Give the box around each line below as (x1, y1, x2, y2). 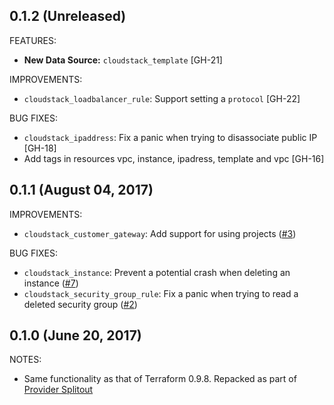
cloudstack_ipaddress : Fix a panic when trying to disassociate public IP (23, 131, 318, 143)
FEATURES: (9, 34, 57, 46)
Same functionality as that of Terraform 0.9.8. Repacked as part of (23, 373, 297, 385)
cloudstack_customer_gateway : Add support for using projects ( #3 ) (23, 227, 297, 239)
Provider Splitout (23, 384, 94, 396)
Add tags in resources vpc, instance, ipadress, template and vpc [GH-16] (23, 152, 325, 164)
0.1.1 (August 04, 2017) (9, 182, 154, 199)
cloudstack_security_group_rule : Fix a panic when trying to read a (23, 287, 299, 299)
